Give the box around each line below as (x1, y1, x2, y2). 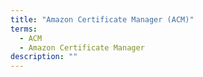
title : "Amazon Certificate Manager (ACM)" (10, 14, 195, 25)
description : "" (10, 52, 78, 62)
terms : (10, 24, 38, 34)
